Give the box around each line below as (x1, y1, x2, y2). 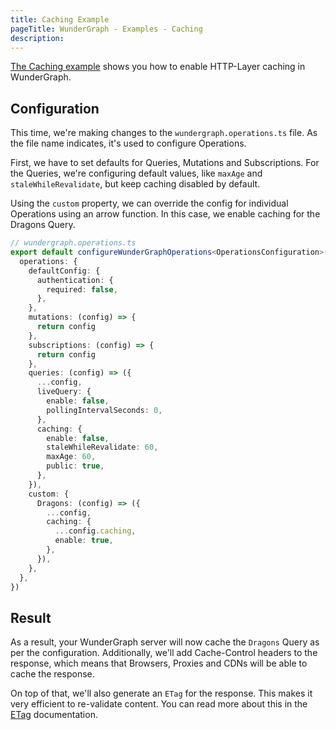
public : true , (46, 461, 105, 471)
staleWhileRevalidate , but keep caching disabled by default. (10, 178, 261, 190)
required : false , (46, 284, 118, 295)
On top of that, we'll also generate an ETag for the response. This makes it (10, 687, 313, 700)
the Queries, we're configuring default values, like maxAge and (10, 167, 263, 180)
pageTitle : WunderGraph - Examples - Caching (10, 24, 203, 34)
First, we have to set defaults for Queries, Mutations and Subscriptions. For (10, 157, 320, 169)
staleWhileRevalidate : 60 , (46, 442, 159, 453)
